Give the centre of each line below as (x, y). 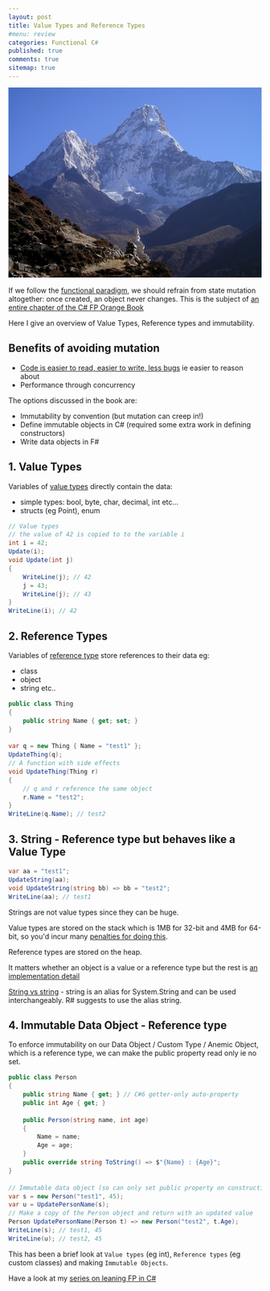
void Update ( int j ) (41, 560)
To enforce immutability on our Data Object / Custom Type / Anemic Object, (134, 1045)
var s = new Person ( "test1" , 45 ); (66, 1196)
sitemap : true (32, 68)
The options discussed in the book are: (73, 400)
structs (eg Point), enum (60, 510)
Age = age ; (55, 1145)
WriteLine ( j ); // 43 (57, 594)
